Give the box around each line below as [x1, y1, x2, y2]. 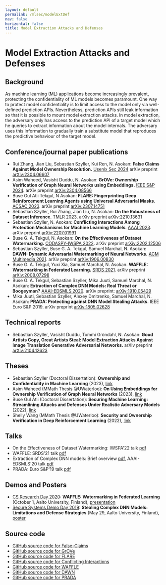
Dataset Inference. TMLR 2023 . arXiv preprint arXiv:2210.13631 [12, 214, 142, 220]
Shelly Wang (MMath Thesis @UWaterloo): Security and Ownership [12, 412, 152, 418]
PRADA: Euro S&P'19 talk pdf [12, 466, 71, 472]
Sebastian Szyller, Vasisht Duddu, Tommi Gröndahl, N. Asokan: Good [12, 331, 154, 337]
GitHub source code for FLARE [12, 554, 75, 559]
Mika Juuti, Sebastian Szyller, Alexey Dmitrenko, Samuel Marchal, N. [12, 293, 152, 299]
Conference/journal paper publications [5, 147, 128, 156]
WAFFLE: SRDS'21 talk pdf [12, 450, 66, 456]
